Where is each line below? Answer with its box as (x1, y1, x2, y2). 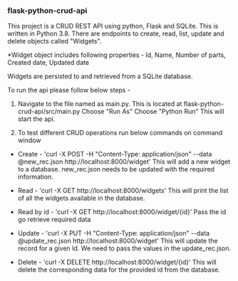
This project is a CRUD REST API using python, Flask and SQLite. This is (7, 22, 219, 31)
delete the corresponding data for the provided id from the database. (17, 265, 221, 274)
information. (17, 173, 53, 181)
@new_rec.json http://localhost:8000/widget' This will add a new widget (17, 157, 231, 166)
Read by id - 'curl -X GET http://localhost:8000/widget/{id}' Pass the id (17, 208, 227, 216)
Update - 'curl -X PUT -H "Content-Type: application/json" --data (17, 229, 210, 238)
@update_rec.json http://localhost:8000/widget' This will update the (17, 237, 219, 245)
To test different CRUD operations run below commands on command (17, 129, 223, 137)
